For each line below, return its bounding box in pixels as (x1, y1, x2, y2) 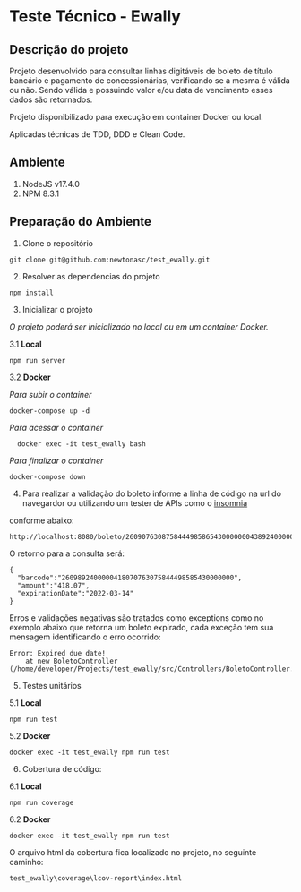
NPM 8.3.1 (21, 188, 60, 199)
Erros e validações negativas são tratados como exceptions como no (9, 612, 264, 623)
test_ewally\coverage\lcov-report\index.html (9, 873, 182, 883)
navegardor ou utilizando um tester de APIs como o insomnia (21, 497, 248, 508)
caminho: (9, 856, 44, 867)
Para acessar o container (9, 422, 104, 433)
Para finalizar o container (9, 455, 104, 466)
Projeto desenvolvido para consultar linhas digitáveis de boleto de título (9, 65, 273, 76)
